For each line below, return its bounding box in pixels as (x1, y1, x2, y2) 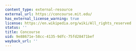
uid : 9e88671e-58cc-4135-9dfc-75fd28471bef (5, 34, 95, 39)
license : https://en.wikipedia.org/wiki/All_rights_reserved (5, 20, 132, 26)
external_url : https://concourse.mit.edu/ (5, 12, 92, 17)
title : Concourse (5, 30, 40, 34)
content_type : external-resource (5, 7, 73, 12)
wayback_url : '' (5, 39, 38, 44)
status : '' (5, 25, 27, 30)
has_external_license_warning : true (5, 16, 79, 21)
